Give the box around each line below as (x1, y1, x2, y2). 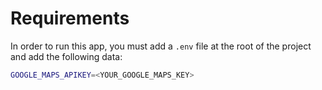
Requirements (10, 7, 130, 30)
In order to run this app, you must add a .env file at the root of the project (10, 40, 312, 52)
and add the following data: (10, 50, 123, 62)
